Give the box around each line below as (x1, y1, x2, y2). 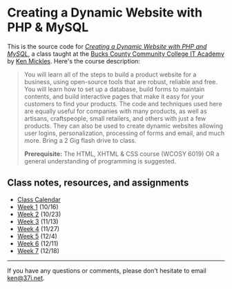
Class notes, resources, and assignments (7, 177, 189, 189)
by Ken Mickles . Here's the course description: (7, 57, 140, 65)
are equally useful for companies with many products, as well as (23, 107, 207, 115)
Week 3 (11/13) (17, 217, 59, 226)
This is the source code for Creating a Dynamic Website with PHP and (7, 42, 207, 50)
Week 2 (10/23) (17, 210, 61, 218)
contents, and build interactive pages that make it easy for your (23, 92, 204, 101)
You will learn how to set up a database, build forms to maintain (23, 85, 205, 93)
